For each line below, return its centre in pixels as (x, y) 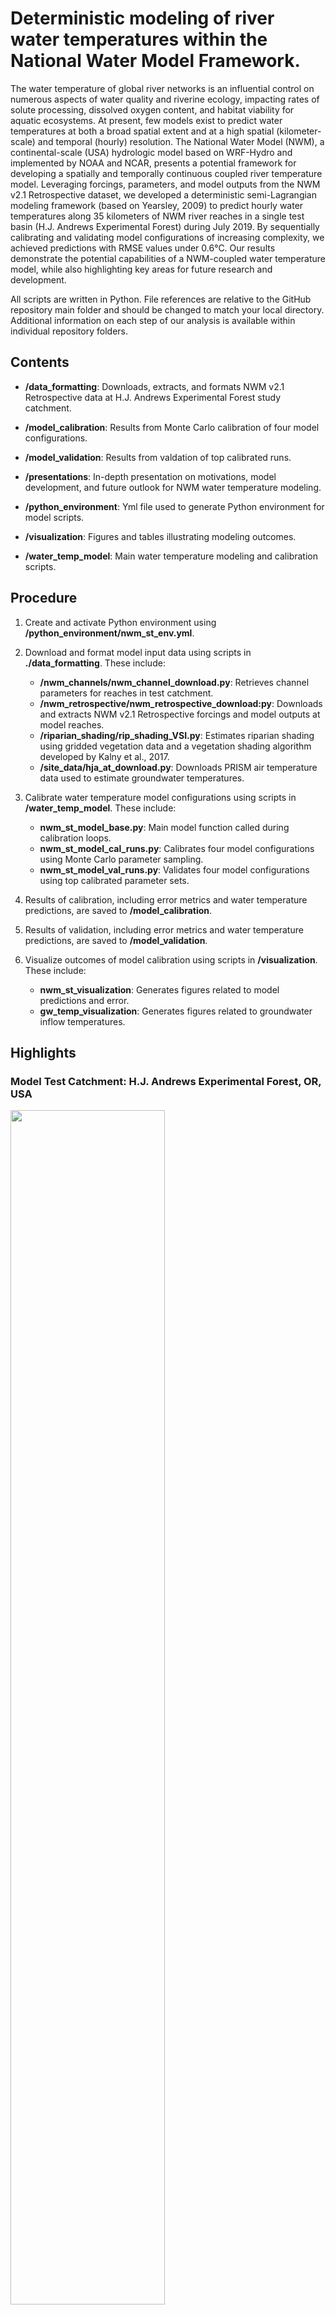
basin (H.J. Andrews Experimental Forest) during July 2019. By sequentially (165, 226)
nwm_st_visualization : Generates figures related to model (159, 989)
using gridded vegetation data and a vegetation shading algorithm (175, 746)
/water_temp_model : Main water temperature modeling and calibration (171, 556)
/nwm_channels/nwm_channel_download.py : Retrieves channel (174, 682)
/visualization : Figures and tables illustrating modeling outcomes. (160, 536)
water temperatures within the (139, 39)
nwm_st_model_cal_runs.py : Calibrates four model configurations (177, 848)
